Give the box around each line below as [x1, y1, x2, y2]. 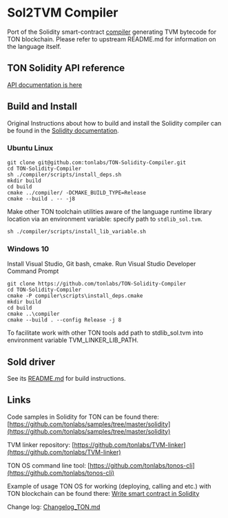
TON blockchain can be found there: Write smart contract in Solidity [7, 489, 200, 497]
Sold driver [7, 356, 56, 368]
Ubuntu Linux [7, 143, 54, 153]
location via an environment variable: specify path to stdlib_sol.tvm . [7, 215, 203, 223]
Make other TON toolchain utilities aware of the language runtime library [7, 207, 212, 215]
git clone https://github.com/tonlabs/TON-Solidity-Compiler [7, 281, 187, 288]
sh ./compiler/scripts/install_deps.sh [7, 171, 122, 178]
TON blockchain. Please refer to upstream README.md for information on [7, 34, 216, 43]
